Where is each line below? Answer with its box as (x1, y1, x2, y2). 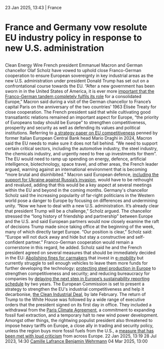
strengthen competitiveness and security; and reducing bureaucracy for (5, 270, 150, 276)
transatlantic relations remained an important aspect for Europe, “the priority (5, 114, 159, 120)
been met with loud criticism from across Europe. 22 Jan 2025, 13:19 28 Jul (5, 333, 157, 339)
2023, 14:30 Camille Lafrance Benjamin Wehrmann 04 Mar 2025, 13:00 (5, 338, 148, 344)
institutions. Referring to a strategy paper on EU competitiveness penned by (5, 130, 158, 136)
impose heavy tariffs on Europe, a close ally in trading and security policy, (5, 323, 154, 328)
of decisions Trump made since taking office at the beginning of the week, (5, 224, 155, 229)
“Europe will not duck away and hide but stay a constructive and (5, 234, 135, 240)
